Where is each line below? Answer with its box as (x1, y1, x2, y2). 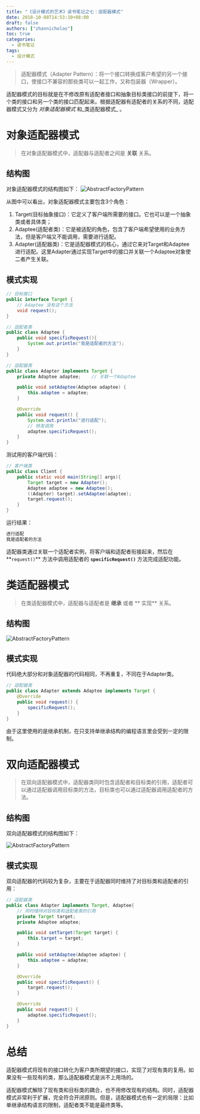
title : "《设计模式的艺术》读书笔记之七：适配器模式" (6, 8, 124, 15)
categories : (6, 36, 36, 42)
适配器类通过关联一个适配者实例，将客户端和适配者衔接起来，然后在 (6, 547, 173, 555)
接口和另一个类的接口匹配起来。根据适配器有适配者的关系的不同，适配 (21, 98, 194, 105)
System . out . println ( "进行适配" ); (27, 417, 107, 423)
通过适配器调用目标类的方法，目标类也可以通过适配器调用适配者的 (26, 786, 188, 793)
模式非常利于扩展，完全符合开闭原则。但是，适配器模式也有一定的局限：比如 (6, 1094, 194, 1101)
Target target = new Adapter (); (27, 479, 108, 485)
